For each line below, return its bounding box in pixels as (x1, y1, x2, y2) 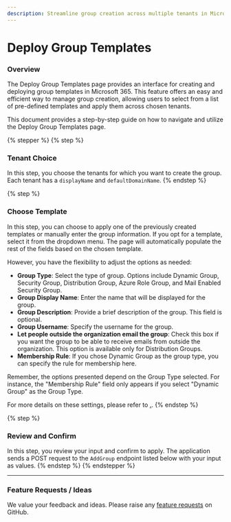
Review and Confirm (7, 431, 77, 441)
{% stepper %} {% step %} (7, 136, 84, 145)
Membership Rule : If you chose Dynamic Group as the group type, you (16, 352, 219, 360)
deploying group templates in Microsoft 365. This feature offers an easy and (7, 88, 223, 96)
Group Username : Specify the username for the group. (16, 322, 174, 331)
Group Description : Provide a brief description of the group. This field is (16, 308, 222, 316)
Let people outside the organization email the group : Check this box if (16, 330, 219, 338)
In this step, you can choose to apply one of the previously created (7, 222, 197, 231)
